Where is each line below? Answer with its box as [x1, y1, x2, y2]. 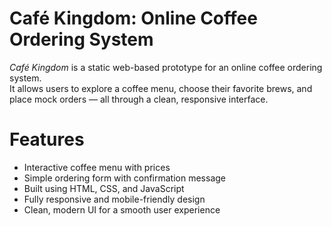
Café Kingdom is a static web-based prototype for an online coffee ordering [9, 61, 323, 73]
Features [9, 128, 85, 151]
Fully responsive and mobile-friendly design [23, 193, 206, 205]
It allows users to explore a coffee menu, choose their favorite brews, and [9, 82, 313, 94]
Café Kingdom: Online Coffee [9, 7, 258, 30]
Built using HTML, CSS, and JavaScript [23, 182, 185, 194]
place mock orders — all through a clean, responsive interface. [9, 93, 269, 105]
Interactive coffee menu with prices [23, 161, 171, 173]
